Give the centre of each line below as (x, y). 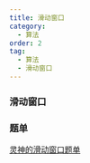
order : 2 (26, 43)
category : (28, 26)
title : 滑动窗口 (37, 18)
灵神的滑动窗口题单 (45, 149)
